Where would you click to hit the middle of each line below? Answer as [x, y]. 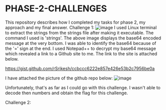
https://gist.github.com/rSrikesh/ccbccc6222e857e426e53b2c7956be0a [80, 68]
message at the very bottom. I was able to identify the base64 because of [81, 43]
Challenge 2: [18, 102]
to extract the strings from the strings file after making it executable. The [80, 33]
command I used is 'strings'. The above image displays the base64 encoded [83, 38]
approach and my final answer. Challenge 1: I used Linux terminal [81, 27]
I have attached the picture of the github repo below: [59, 78]
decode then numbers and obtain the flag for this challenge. [67, 93]
